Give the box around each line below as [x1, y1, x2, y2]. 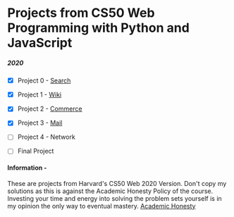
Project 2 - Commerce [17, 104, 82, 113]
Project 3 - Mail [17, 118, 63, 128]
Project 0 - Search [17, 76, 71, 85]
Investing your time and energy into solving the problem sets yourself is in [7, 194, 222, 202]
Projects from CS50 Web [7, 5, 155, 21]
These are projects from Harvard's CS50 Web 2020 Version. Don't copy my [7, 179, 227, 187]
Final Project [17, 147, 54, 156]
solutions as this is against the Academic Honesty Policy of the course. [7, 187, 214, 195]
